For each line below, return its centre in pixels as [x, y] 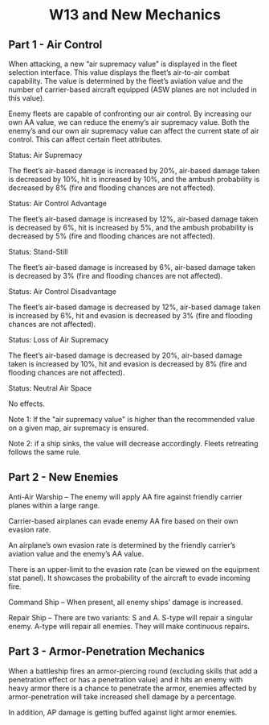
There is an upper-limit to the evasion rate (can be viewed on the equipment [134, 569]
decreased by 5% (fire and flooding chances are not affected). [112, 236]
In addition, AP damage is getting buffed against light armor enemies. [123, 712]
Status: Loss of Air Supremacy [59, 340]
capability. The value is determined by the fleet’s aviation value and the [126, 81]
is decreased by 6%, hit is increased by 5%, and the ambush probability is [131, 228]
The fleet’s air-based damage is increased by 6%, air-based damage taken [132, 267]
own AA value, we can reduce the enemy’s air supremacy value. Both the [129, 122]
